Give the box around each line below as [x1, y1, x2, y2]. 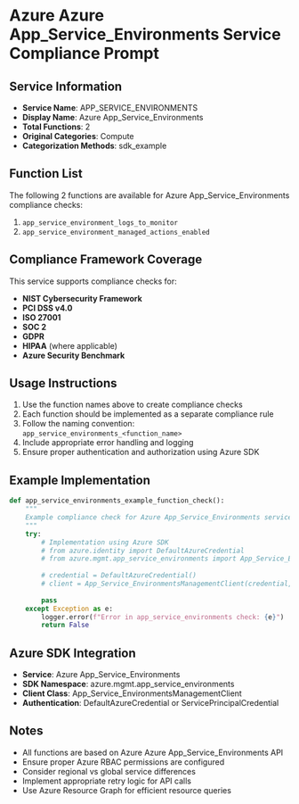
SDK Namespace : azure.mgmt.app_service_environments [21, 679, 235, 690]
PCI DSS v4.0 [21, 303, 73, 313]
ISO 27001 [21, 311, 61, 322]
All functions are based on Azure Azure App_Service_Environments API [21, 747, 284, 758]
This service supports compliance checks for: [9, 276, 178, 286]
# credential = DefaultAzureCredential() [41, 571, 198, 580]
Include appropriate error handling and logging [21, 437, 194, 448]
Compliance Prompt [9, 44, 160, 63]
